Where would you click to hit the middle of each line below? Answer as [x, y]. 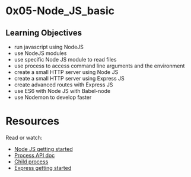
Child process [31, 162]
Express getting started [43, 168]
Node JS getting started [43, 149]
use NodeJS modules [40, 53]
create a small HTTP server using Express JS [69, 78]
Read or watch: [24, 137]
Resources [33, 121]
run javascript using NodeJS [49, 47]
